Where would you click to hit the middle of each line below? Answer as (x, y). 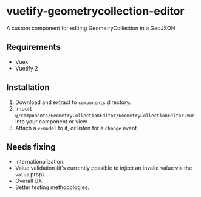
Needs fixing (31, 147)
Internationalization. (40, 162)
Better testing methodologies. (52, 187)
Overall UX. (29, 181)
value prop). (30, 175)
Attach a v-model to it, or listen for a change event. (77, 128)
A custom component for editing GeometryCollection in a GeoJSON (91, 28)
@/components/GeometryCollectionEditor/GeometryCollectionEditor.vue (105, 116)
